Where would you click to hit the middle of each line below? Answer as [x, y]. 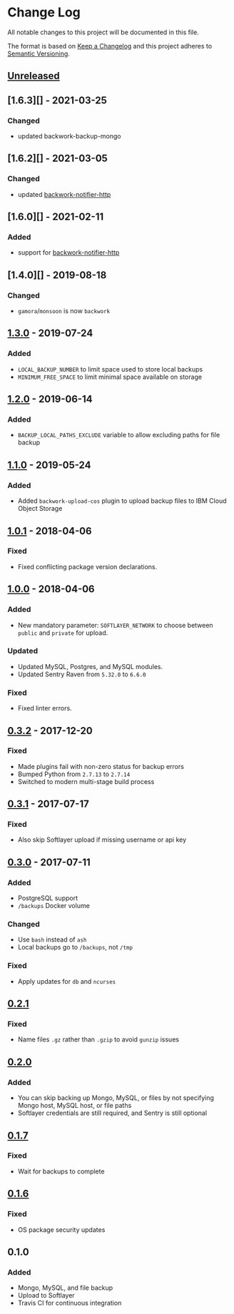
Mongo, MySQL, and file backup [65, 1288]
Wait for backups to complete [61, 1171]
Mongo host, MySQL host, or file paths [75, 1106]
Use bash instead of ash [52, 939]
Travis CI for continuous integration [70, 1303]
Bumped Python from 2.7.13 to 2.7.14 [74, 774]
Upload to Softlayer [46, 1295]
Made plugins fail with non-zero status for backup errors [101, 766]
